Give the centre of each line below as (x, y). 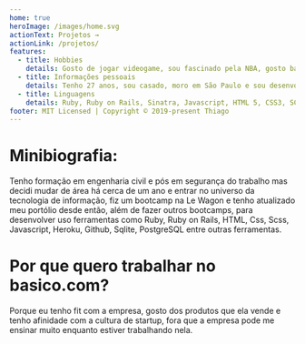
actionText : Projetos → (54, 35)
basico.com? (59, 285)
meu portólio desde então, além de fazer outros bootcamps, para (131, 210)
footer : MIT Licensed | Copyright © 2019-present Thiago (119, 111)
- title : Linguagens (56, 94)
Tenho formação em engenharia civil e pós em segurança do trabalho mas (148, 181)
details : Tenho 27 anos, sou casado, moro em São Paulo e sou (146, 86)
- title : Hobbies (50, 60)
